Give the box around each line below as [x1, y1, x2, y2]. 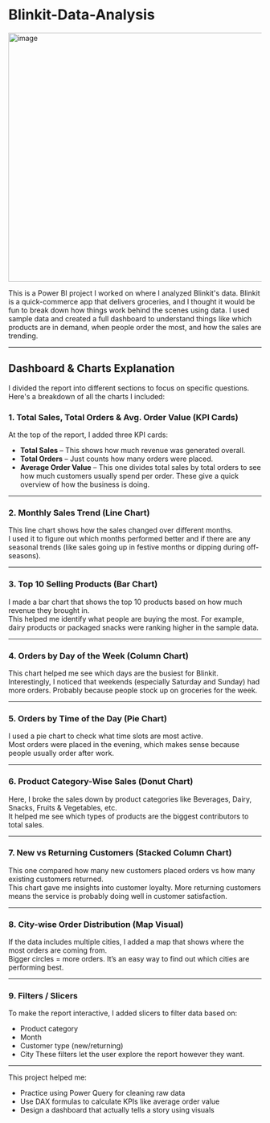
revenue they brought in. [8, 605, 90, 615]
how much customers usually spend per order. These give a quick [19, 472, 239, 481]
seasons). [8, 551, 42, 561]
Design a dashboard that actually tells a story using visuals [19, 1105, 215, 1115]
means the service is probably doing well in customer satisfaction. [8, 891, 227, 900]
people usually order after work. [8, 749, 115, 758]
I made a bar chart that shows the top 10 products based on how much [8, 597, 243, 606]
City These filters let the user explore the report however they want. [19, 1050, 245, 1060]
